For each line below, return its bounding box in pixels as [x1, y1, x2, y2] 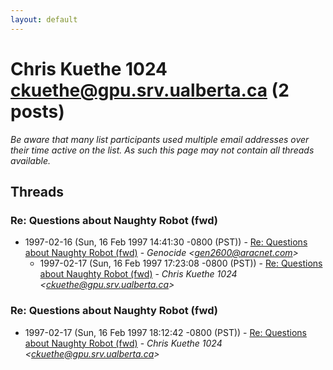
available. [10, 154, 52, 166]
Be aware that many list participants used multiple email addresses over [10, 133, 310, 145]
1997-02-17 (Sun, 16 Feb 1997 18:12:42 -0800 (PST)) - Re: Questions [24, 326, 307, 338]
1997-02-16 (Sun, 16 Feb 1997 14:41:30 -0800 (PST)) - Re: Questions [24, 236, 308, 248]
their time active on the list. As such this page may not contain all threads [10, 144, 315, 156]
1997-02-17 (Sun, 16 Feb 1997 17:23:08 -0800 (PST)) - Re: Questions [39, 257, 323, 270]
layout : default [10, 14, 78, 25]
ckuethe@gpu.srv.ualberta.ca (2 [10, 79, 290, 101]
